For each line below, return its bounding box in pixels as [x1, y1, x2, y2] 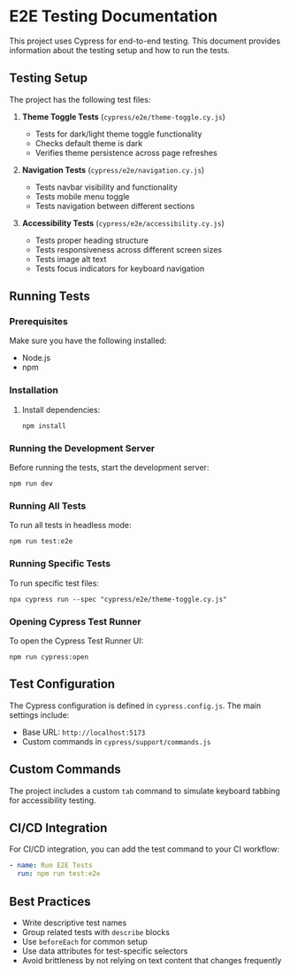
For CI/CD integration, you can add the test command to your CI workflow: [9, 844, 280, 854]
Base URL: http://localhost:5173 [21, 727, 146, 737]
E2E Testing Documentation [9, 6, 218, 27]
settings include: [9, 709, 70, 720]
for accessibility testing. [9, 795, 96, 806]
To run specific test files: [9, 578, 100, 588]
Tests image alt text [34, 253, 107, 264]
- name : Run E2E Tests [9, 861, 93, 870]
